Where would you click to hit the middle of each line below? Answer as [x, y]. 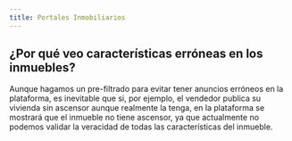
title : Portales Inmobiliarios [67, 17]
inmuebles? [42, 68]
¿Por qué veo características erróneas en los [136, 54]
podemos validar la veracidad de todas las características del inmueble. [141, 127]
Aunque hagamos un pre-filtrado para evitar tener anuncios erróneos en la [146, 89]
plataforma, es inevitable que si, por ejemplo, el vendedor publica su [135, 98]
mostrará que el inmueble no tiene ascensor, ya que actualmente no [134, 118]
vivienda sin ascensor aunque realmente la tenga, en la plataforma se [137, 108]
